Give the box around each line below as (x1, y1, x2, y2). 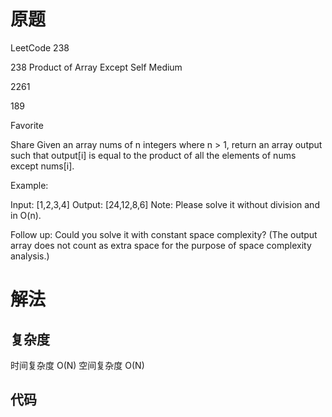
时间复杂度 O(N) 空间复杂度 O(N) (10, 359, 145, 371)
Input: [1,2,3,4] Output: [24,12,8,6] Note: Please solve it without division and (10, 198, 320, 210)
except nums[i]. (10, 160, 75, 172)
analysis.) (10, 250, 50, 262)
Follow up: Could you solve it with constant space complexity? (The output (10, 228, 318, 240)
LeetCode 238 (10, 41, 70, 54)
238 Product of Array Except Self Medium (10, 61, 183, 73)
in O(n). (10, 209, 42, 221)
